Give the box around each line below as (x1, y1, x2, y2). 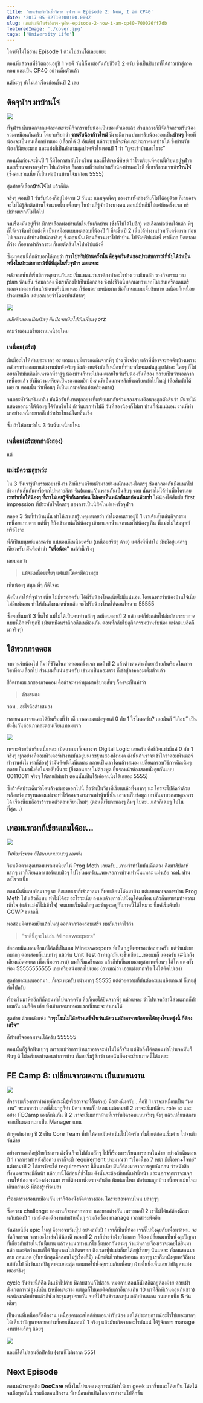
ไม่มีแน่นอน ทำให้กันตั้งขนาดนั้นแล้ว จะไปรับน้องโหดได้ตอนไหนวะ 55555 (7, 600, 155, 608)
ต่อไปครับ (7, 983, 26, 991)
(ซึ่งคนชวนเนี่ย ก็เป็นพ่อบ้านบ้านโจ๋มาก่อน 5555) (7, 170, 105, 177)
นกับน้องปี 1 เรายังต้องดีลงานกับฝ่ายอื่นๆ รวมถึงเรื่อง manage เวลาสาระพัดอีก (7, 1214, 161, 1222)
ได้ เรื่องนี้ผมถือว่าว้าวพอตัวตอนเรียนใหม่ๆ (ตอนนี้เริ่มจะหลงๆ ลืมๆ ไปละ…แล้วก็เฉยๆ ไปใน (7, 798, 184, 805)
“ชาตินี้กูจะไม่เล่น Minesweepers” (21, 932, 95, 940)
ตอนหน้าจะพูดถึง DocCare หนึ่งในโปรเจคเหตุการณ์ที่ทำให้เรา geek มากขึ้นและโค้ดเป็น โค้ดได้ (7, 1382, 198, 1390)
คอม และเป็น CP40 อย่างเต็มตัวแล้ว (7, 67, 80, 74)
